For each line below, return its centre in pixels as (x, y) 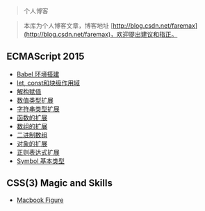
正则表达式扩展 (38, 152)
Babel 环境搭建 (38, 74)
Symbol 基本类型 (41, 161)
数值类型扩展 (35, 100)
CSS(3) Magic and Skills (59, 183)
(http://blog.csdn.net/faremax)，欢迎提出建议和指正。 (100, 34)
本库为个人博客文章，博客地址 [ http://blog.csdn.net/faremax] (110, 26)
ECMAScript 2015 (46, 57)
